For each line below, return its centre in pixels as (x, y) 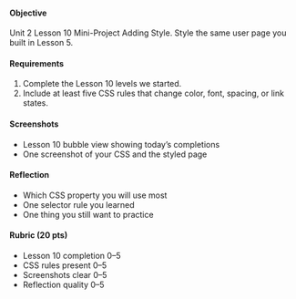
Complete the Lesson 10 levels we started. (102, 84)
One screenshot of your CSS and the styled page (115, 154)
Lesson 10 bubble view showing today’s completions (121, 144)
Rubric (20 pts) (39, 235)
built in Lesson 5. (41, 43)
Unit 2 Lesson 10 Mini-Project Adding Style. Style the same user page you (148, 33)
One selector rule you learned (78, 204)
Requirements (37, 63)
